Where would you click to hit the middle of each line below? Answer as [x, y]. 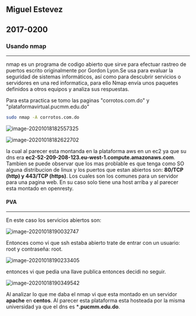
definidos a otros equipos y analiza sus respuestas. [68, 89]
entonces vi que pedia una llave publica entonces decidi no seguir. [86, 272]
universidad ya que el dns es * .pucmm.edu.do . [63, 307]
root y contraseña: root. [34, 249]
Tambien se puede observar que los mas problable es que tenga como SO [95, 164]
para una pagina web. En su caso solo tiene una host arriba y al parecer [92, 182]
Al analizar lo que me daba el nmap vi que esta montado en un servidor [92, 294]
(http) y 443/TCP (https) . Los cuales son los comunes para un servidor [92, 176]
